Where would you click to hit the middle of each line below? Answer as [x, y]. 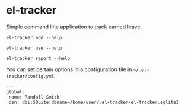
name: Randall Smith [34, 97]
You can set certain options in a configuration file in [69, 69]
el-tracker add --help [34, 37]
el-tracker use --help [34, 48]
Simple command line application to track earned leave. [74, 27]
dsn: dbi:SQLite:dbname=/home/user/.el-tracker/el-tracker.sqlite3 [94, 102]
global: [16, 92]
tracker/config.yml [30, 76]
